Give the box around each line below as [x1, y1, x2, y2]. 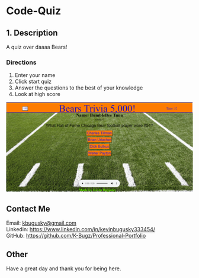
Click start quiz [14, 78, 52, 85]
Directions [6, 58, 37, 66]
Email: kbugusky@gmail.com [6, 219, 77, 226]
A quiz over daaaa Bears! [6, 43, 68, 50]
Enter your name [14, 72, 56, 79]
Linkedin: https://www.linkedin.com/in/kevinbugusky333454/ [6, 226, 156, 233]
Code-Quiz [6, 4, 62, 18]
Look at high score [14, 91, 60, 98]
